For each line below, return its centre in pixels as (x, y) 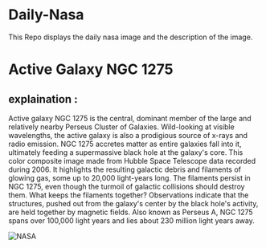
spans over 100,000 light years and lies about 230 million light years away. (131, 220)
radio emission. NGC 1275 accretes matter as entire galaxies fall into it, (125, 144)
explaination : (43, 99)
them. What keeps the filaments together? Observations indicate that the (129, 195)
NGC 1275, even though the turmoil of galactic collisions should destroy (127, 186)
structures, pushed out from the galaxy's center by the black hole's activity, (133, 203)
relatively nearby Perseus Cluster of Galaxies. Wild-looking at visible (121, 127)
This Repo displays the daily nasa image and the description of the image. (131, 37)
